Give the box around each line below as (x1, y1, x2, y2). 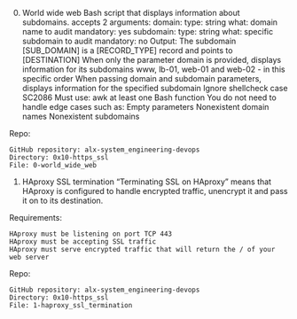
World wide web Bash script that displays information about (21, 8, 241, 18)
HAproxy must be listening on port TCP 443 (9, 230, 173, 238)
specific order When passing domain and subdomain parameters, (21, 74, 262, 83)
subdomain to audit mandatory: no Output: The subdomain (21, 35, 237, 46)
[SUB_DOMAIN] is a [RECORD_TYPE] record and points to (21, 45, 233, 56)
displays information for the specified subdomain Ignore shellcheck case (21, 83, 288, 93)
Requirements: (9, 213, 62, 222)
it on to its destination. (21, 195, 104, 206)
